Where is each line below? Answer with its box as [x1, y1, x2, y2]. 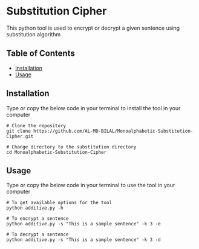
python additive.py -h [6, 205, 64, 211]
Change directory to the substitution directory [11, 144, 137, 150]
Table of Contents [6, 48, 76, 59]
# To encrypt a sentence [6, 216, 69, 222]
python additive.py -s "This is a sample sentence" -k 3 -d [6, 237, 161, 243]
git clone [6, 128, 31, 134]
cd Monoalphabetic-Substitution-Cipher [6, 149, 107, 155]
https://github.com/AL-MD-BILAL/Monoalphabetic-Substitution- [33, 128, 194, 134]
